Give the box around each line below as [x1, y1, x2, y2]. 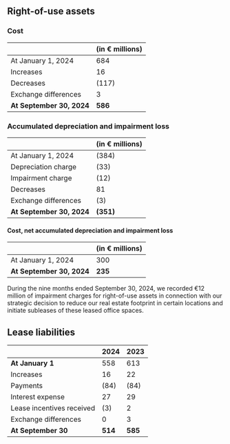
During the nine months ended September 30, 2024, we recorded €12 [7, 284, 205, 293]
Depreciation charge [10, 162, 77, 171]
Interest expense [10, 392, 65, 401]
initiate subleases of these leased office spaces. [7, 307, 144, 315]
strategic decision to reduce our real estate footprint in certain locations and [7, 299, 224, 307]
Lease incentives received [10, 403, 95, 413]
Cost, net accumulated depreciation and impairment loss [7, 226, 174, 234]
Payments [10, 381, 43, 390]
